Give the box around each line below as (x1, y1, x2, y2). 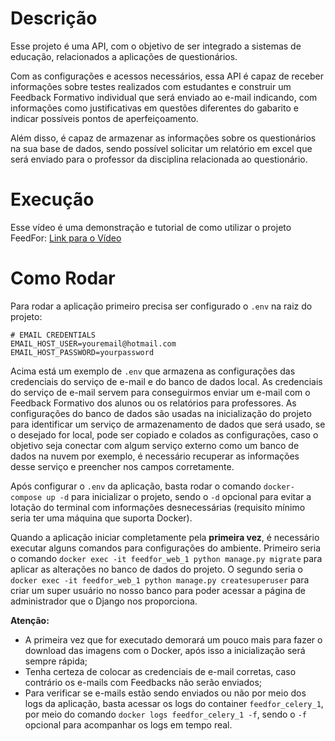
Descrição (10, 7, 98, 30)
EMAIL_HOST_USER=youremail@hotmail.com (10, 338, 177, 349)
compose (10, 492, 43, 502)
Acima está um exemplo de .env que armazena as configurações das (10, 365, 296, 377)
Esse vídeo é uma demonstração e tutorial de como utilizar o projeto (10, 221, 292, 233)
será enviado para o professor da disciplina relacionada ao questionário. (10, 153, 308, 165)
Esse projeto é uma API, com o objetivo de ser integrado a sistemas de (10, 40, 302, 52)
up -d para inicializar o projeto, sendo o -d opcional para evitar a (46, 490, 312, 502)
